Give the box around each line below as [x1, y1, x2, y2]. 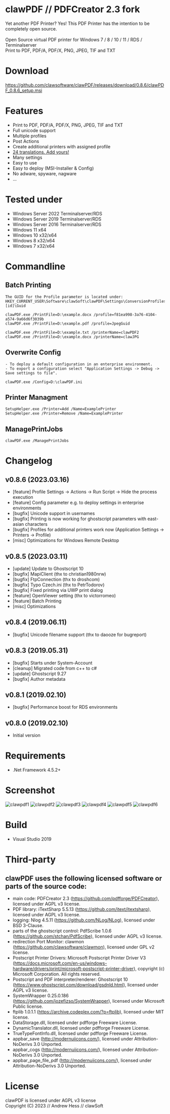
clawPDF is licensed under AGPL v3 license [5, 1097, 96, 1103]
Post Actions [12, 138, 39, 144]
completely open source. [5, 25, 57, 31]
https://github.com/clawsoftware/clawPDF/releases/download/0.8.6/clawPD [5, 82, 164, 88]
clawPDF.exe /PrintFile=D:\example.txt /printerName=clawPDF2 [5, 330, 139, 335]
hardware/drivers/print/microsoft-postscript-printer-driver [12, 966, 134, 972]
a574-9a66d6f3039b [5, 316, 44, 322]
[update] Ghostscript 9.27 [12, 671, 67, 677]
